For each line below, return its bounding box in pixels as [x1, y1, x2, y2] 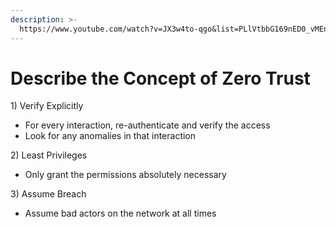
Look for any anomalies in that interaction [24, 130, 197, 142]
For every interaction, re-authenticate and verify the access [24, 119, 271, 131]
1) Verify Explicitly [10, 100, 84, 112]
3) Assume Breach [10, 188, 87, 200]
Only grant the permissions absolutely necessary [24, 169, 227, 181]
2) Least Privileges [10, 149, 88, 161]
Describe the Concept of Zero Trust [10, 67, 311, 90]
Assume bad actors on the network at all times [24, 207, 217, 220]
